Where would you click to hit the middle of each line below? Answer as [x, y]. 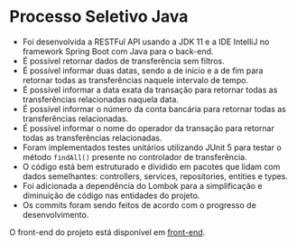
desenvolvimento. [56, 214]
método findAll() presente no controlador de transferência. [135, 156]
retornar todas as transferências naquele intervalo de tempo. [135, 80]
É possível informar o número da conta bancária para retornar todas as [154, 109]
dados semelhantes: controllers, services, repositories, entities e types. [155, 176]
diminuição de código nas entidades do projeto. [111, 195]
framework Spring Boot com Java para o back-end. [118, 51]
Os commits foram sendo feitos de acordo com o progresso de [139, 204]
